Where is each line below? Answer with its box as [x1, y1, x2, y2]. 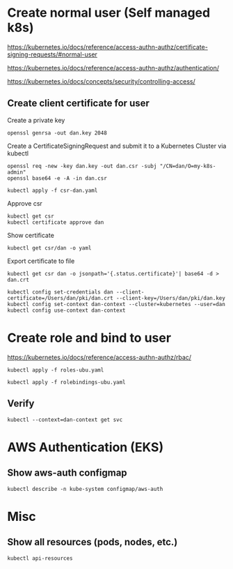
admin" [7, 169, 26, 176]
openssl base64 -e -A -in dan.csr [7, 174, 108, 182]
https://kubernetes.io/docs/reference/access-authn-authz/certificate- [7, 43, 209, 51]
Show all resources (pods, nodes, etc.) [7, 536, 178, 548]
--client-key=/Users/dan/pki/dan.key [115, 294, 226, 301]
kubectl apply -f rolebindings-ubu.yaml [7, 379, 127, 386]
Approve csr [7, 199, 43, 207]
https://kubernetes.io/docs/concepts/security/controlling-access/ [7, 77, 196, 85]
